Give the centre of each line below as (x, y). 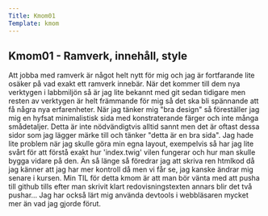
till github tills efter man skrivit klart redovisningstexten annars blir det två (130, 187)
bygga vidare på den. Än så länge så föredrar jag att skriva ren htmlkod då (132, 161)
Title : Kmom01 (32, 16)
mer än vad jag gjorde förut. (55, 204)
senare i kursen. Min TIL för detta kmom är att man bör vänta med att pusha (134, 178)
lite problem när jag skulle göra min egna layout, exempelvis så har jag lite (131, 144)
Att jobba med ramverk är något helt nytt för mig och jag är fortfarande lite (132, 75)
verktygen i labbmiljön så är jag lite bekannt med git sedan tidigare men (127, 93)
